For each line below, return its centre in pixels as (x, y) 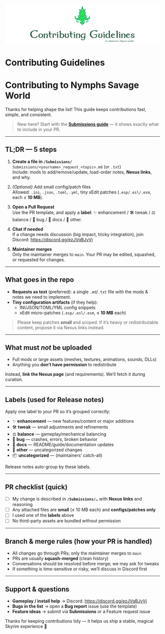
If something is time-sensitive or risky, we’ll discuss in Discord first (80, 569)
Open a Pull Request (33, 207)
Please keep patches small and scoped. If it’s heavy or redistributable (88, 322)
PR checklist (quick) (36, 487)
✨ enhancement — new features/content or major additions (73, 421)
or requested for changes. (39, 259)
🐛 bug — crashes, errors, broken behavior (55, 439)
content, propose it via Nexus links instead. (61, 327)
